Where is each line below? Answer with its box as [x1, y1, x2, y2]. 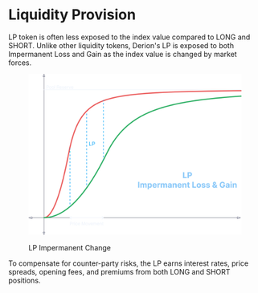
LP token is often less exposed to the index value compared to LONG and [8, 32, 251, 42]
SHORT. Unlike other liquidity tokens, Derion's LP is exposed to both [8, 40, 235, 50]
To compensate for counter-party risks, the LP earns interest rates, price [8, 258, 249, 268]
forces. [8, 58, 32, 67]
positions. [8, 275, 41, 286]
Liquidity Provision [8, 6, 137, 24]
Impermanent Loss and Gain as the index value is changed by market [8, 49, 237, 59]
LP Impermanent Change [28, 243, 111, 253]
